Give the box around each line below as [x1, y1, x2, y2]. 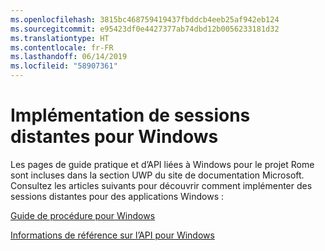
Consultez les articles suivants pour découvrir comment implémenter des [10, 179, 313, 191]
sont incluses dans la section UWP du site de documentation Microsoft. [10, 169, 305, 181]
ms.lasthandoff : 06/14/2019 [10, 52, 128, 62]
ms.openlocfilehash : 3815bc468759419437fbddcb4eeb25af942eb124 [10, 14, 280, 25]
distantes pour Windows [10, 126, 219, 148]
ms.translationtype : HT [10, 33, 110, 43]
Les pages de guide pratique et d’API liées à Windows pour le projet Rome [10, 158, 315, 170]
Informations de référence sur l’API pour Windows [10, 229, 215, 241]
